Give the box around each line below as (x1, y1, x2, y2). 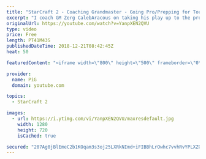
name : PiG (12, 76, 37, 83)
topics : (6, 93, 26, 100)
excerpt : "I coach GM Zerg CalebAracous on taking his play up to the (6, 15, 191, 21)
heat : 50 (6, 49, 29, 55)
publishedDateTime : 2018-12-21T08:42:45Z (6, 43, 114, 50)
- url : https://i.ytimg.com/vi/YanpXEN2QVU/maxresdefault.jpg (12, 116, 174, 122)
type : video (6, 26, 37, 32)
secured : (6, 144, 29, 150)
